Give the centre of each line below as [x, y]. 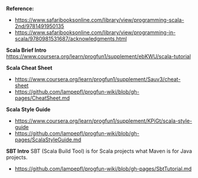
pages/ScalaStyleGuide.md [48, 140]
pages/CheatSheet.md [42, 98]
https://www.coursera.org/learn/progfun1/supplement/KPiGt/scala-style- [103, 121]
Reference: [20, 9]
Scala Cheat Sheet [29, 68]
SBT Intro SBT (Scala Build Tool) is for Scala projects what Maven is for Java [99, 151]
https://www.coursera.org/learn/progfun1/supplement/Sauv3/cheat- [98, 79]
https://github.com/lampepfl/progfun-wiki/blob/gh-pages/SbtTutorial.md [103, 169]
